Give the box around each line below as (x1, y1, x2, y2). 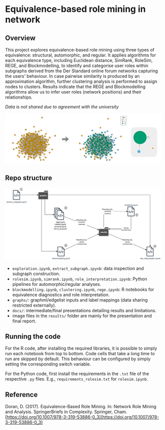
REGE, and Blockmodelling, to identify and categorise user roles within (5, 63, 149, 68)
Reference (5, 390, 38, 399)
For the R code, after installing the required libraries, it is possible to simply (5, 345, 157, 351)
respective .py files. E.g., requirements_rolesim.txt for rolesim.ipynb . (5, 376, 148, 382)
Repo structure (5, 174, 52, 182)
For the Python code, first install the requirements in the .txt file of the (5, 371, 149, 377)
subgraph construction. (12, 270, 60, 276)
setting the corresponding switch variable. (5, 361, 91, 367)
